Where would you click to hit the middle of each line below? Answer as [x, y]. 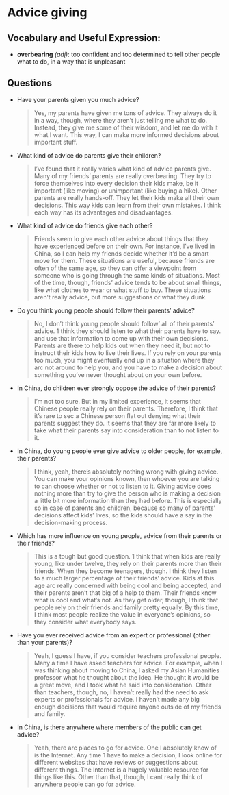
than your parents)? [45, 642]
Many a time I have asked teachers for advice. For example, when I [128, 663]
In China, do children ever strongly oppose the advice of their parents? [117, 388]
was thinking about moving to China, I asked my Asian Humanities [127, 670]
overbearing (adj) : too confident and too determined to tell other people [119, 54]
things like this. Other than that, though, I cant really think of [118, 776]
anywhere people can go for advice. [85, 784]
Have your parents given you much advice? [78, 99]
